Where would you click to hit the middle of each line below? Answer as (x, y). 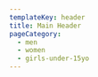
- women (32, 50)
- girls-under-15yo (53, 58)
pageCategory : (36, 34)
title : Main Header (45, 26)
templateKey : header (48, 17)
